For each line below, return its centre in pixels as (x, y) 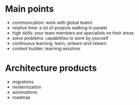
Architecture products (51, 68)
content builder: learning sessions (46, 48)
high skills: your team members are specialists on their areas (73, 33)
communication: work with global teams (52, 22)
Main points (30, 9)
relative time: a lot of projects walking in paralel (60, 27)
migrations (23, 82)
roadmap (21, 97)
